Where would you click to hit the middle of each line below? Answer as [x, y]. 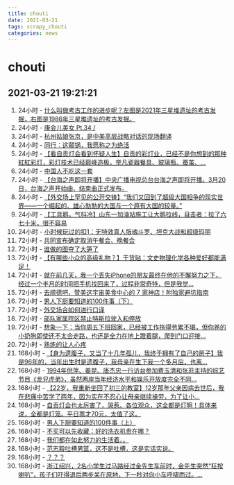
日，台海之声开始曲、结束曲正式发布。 [73, 189]
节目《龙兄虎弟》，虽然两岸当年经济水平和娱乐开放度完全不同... [107, 380]
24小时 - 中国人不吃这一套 [55, 171]
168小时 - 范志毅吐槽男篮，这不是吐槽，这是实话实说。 [96, 449]
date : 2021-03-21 [33, 20]
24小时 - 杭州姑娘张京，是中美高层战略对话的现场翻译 [95, 137]
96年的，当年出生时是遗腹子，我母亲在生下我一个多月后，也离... [116, 362]
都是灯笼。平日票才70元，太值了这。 [89, 414]
